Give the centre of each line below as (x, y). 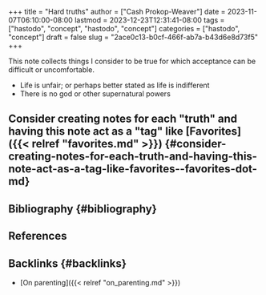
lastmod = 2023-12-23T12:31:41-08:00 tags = (150, 20)
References (38, 236)
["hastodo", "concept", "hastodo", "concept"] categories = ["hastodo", (124, 28)
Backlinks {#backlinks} (67, 263)
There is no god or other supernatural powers (95, 94)
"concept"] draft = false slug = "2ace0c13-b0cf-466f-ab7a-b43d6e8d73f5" (133, 37)
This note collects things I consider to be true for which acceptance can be (132, 61)
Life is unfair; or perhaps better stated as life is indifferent (115, 85)
